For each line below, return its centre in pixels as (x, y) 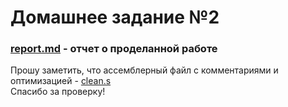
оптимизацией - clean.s (61, 81)
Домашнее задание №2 (115, 17)
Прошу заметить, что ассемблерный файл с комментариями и (144, 70)
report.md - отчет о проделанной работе (114, 49)
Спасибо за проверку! (58, 92)
